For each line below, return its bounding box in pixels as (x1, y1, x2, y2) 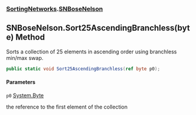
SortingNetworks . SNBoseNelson (6, 5, 103, 13)
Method (15, 32, 46, 43)
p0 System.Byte (6, 91, 44, 99)
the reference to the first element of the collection (6, 103, 128, 110)
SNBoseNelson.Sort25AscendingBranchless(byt (6, 23, 191, 33)
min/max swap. (6, 54, 43, 61)
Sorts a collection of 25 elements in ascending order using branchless (6, 48, 177, 55)
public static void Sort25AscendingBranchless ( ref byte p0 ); (6, 66, 160, 72)
